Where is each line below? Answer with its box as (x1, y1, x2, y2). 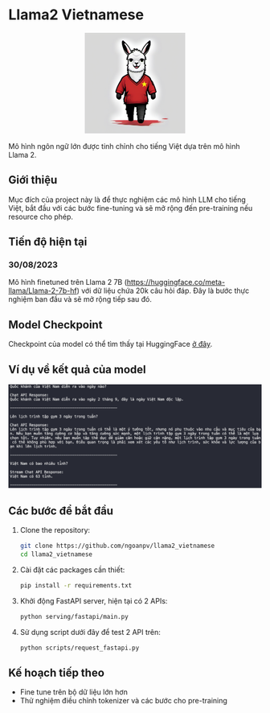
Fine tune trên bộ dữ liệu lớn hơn (19, 687, 129, 697)
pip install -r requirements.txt (19, 581, 133, 589)
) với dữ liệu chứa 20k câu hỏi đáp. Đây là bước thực (76, 286, 250, 295)
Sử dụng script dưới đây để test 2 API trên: (19, 627, 161, 637)
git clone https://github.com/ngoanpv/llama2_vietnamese (19, 542, 215, 550)
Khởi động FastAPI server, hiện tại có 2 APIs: (19, 596, 168, 605)
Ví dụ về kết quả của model (8, 362, 146, 376)
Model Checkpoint (8, 318, 103, 332)
